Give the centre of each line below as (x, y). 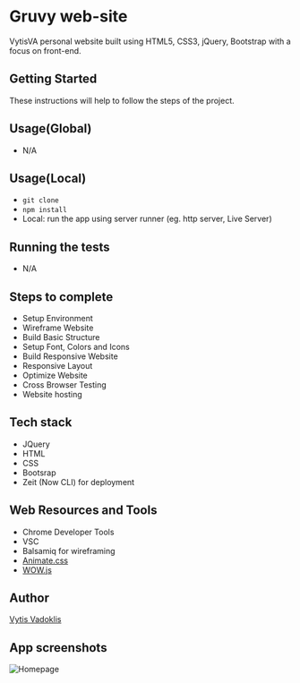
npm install (44, 210)
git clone (41, 201)
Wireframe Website (58, 328)
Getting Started (53, 79)
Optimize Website (55, 375)
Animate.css (45, 560)
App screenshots (58, 648)
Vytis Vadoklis (35, 619)
